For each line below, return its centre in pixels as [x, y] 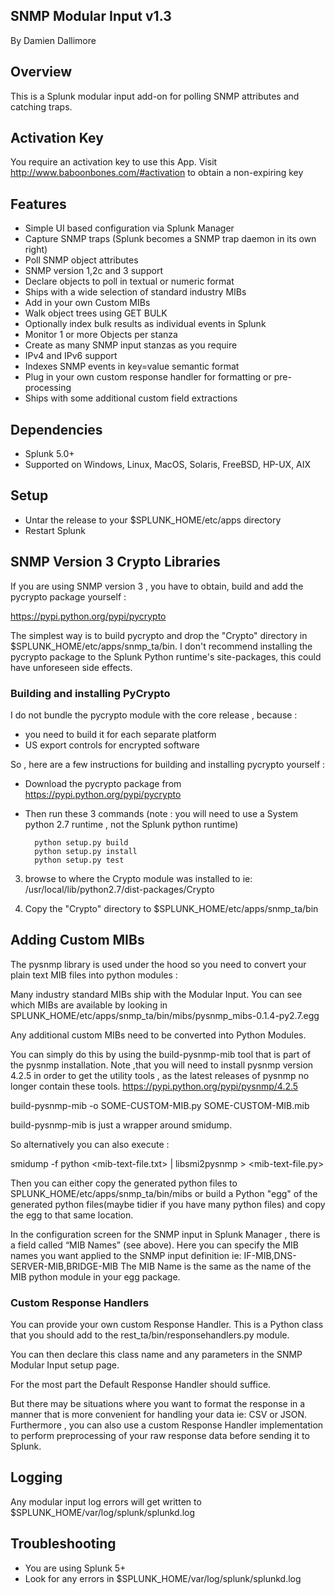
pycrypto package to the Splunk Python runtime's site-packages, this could [166, 656]
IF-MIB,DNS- [270, 1255]
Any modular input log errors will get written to [106, 1501]
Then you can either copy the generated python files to [124, 1183]
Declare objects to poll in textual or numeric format [129, 281]
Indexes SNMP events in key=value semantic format [132, 366]
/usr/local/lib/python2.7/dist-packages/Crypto [119, 889]
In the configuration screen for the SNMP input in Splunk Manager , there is [165, 1234]
